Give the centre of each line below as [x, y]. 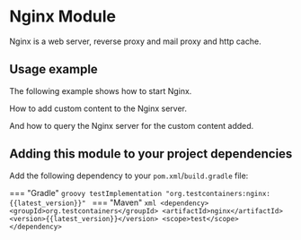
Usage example [54, 69]
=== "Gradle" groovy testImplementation [86, 193]
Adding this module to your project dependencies [151, 154]
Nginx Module [63, 17]
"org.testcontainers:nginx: [218, 193]
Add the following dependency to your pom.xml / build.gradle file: [129, 176]
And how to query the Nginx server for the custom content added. [132, 125]
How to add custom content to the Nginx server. [98, 108]
